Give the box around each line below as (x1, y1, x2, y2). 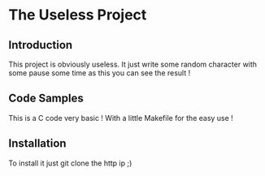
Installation (8, 136, 67, 151)
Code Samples (8, 92, 84, 105)
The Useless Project (8, 6, 147, 24)
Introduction (8, 38, 73, 52)
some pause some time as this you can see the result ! (8, 68, 191, 78)
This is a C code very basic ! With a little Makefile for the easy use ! (8, 113, 233, 122)
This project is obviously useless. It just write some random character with (8, 59, 258, 69)
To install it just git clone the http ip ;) (8, 158, 132, 168)
